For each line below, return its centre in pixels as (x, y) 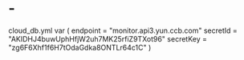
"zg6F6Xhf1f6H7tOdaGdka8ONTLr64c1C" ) (80, 47)
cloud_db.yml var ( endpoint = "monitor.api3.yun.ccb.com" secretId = (123, 30)
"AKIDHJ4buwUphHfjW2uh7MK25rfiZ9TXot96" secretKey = (108, 38)
